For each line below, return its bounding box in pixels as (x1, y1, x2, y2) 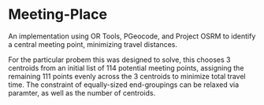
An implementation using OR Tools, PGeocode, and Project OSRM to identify (8, 31, 256, 41)
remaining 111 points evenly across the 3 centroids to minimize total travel (8, 71, 246, 81)
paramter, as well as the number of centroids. (8, 88, 156, 97)
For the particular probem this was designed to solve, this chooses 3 (8, 55, 231, 64)
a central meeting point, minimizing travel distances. (8, 39, 177, 49)
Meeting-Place (8, 5, 108, 24)
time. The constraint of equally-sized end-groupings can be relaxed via (8, 80, 240, 89)
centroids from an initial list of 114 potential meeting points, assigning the (8, 63, 244, 72)
